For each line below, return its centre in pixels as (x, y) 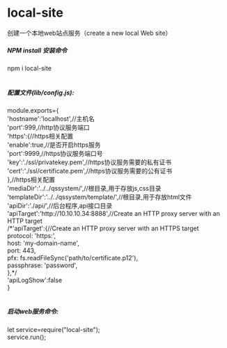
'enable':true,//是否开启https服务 (54, 145)
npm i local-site (30, 68)
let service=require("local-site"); (54, 329)
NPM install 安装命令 (37, 50)
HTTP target (25, 221)
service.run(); (27, 337)
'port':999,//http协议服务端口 (49, 127)
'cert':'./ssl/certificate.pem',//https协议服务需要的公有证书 (90, 171)
